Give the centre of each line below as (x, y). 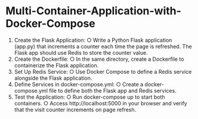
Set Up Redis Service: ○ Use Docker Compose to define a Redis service (103, 71)
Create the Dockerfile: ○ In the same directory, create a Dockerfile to (99, 59)
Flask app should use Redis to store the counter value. (81, 52)
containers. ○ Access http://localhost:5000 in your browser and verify (100, 103)
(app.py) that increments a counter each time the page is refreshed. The (103, 46)
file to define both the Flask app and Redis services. (113, 90)
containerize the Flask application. (56, 65)
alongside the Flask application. (53, 78)
